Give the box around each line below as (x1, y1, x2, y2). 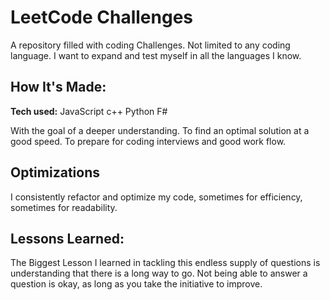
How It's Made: (10, 79, 107, 96)
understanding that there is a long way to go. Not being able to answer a (10, 267, 308, 280)
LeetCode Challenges (10, 6, 194, 29)
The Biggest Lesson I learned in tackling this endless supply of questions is (10, 257, 321, 269)
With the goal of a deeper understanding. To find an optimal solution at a (10, 124, 310, 136)
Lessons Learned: (10, 230, 125, 247)
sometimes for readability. (10, 201, 118, 213)
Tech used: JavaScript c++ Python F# (10, 105, 168, 117)
